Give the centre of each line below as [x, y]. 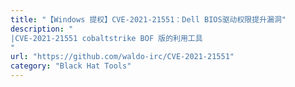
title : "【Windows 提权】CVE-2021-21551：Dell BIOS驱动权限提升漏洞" [148, 19]
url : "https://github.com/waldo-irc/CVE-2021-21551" [122, 57]
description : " [42, 29]
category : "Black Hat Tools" [71, 66]
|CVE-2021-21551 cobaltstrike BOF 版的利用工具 [106, 38]
